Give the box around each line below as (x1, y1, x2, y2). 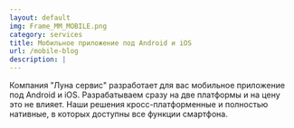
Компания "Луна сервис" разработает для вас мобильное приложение (9, 80, 286, 90)
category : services (9, 30, 83, 39)
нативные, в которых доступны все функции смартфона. (9, 109, 229, 119)
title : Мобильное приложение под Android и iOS (9, 38, 193, 48)
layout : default (9, 13, 71, 23)
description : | (9, 55, 67, 64)
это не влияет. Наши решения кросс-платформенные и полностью (9, 99, 269, 109)
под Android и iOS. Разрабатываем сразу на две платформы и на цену (9, 89, 280, 100)
